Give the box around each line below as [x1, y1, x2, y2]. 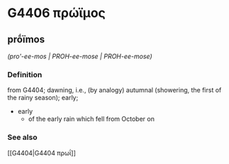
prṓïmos [7, 33, 45, 45]
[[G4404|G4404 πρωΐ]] [7, 148, 76, 157]
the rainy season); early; [7, 94, 79, 102]
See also [7, 133, 38, 143]
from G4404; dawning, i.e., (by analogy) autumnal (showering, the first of [7, 86, 222, 94]
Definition [7, 70, 43, 80]
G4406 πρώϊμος [7, 5, 106, 21]
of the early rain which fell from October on [28, 115, 155, 124]
